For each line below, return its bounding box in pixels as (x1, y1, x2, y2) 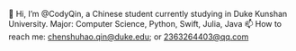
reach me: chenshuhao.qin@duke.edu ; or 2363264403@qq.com (8, 31, 249, 42)
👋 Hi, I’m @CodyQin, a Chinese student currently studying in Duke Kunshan (8, 9, 288, 19)
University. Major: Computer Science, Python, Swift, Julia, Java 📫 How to (8, 19, 283, 29)
